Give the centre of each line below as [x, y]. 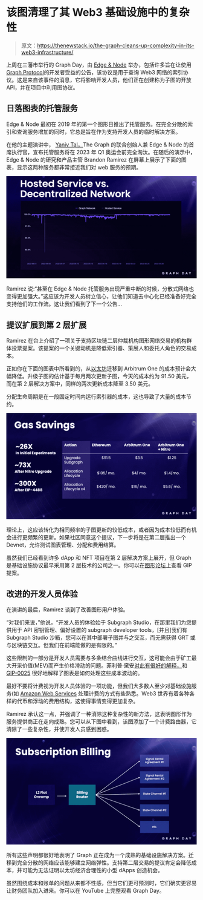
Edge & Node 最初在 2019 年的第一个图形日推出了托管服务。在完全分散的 [97, 124]
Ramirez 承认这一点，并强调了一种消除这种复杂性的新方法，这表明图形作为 [99, 714]
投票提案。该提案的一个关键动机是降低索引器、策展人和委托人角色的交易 [101, 348]
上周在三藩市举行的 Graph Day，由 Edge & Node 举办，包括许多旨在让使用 [99, 65]
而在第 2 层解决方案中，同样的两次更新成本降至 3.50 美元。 [80, 384]
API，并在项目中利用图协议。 [42, 87]
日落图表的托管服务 [42, 109]
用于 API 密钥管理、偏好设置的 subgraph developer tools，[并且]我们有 [99, 630]
